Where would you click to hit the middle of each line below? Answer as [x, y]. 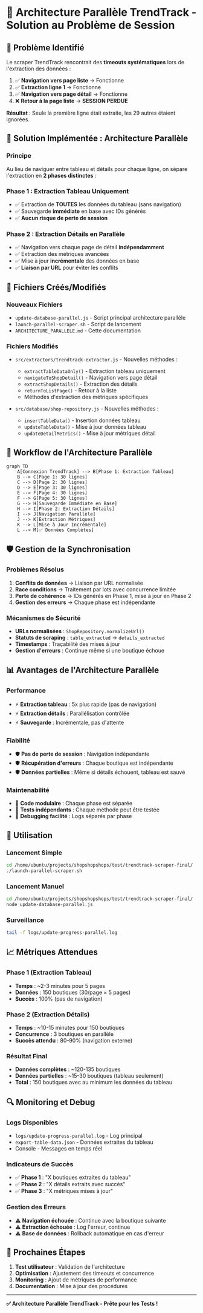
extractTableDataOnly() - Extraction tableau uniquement [95, 371]
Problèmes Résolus [35, 569]
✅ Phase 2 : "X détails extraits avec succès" [70, 1184]
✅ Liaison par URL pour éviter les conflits [66, 268]
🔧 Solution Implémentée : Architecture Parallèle [97, 139]
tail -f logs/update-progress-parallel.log [62, 933]
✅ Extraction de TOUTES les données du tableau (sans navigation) [98, 204]
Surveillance [25, 920]
